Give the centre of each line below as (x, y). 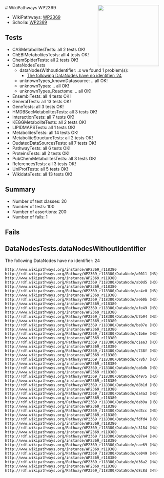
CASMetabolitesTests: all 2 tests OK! (49, 49)
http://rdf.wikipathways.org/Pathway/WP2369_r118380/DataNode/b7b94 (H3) (82, 316)
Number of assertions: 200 (39, 212)
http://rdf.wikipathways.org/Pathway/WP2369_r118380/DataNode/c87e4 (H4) (82, 436)
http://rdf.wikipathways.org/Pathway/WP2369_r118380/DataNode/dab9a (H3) (82, 402)
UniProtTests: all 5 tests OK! (40, 169)
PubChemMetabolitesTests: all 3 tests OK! (54, 158)
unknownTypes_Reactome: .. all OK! (55, 91)
